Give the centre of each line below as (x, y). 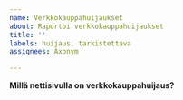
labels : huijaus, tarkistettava (70, 43)
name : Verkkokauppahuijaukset (67, 18)
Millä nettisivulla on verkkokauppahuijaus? (92, 85)
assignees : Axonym (44, 52)
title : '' (28, 35)
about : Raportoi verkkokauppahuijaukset (87, 26)
